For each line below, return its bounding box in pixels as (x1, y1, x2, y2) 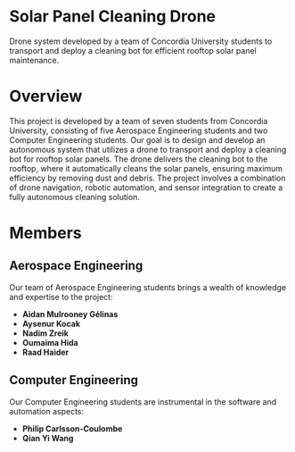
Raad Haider (21, 347, 70, 357)
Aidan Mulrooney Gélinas (21, 308, 119, 319)
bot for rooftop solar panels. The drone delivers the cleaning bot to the (9, 154, 268, 164)
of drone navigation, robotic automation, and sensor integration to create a (9, 181, 283, 193)
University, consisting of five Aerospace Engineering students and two (9, 125, 268, 136)
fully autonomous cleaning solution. (9, 191, 141, 202)
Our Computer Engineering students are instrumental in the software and (9, 396, 277, 407)
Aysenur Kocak (21, 318, 81, 329)
